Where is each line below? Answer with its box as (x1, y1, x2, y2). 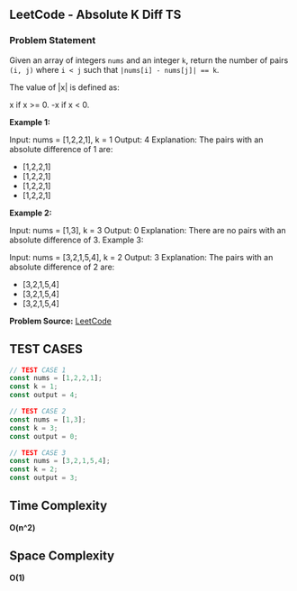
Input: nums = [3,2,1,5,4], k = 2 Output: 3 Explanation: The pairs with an (9, 251, 274, 262)
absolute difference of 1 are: (9, 143, 113, 154)
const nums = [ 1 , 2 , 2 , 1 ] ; (9, 374, 103, 383)
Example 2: (9, 207, 52, 218)
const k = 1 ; (9, 382, 58, 391)
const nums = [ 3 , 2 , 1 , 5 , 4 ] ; (9, 457, 111, 466)
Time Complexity (9, 498, 108, 514)
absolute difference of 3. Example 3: (9, 234, 144, 245)
